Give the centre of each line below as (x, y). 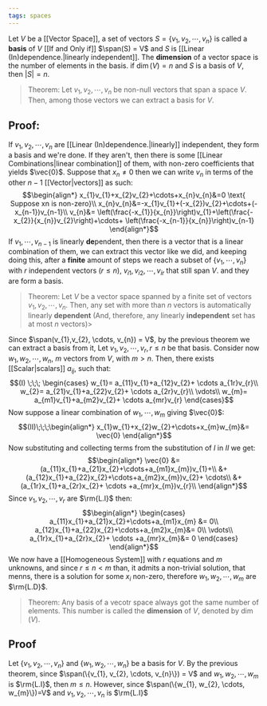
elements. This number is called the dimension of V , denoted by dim (140, 610)
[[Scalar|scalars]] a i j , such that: (60, 370)
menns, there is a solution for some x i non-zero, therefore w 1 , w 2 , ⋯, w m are (132, 577)
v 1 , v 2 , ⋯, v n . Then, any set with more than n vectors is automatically (139, 306)
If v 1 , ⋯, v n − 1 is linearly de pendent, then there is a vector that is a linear (126, 242)
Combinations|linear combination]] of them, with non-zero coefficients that (132, 163)
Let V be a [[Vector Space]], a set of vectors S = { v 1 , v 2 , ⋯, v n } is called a (128, 39)
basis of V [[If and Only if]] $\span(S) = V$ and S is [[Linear (106, 49)
